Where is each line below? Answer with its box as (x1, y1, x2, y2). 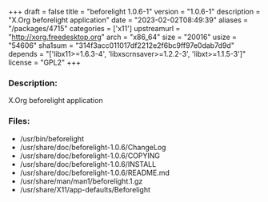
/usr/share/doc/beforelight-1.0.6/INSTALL (19, 159, 157, 168)
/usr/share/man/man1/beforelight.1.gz (19, 176, 143, 186)
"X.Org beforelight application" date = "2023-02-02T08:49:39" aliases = (8, 15, 249, 25)
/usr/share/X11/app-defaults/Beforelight (19, 184, 150, 194)
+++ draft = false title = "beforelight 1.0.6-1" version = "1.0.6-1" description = (8, 7, 261, 16)
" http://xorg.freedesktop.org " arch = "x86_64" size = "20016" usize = (8, 32, 238, 42)
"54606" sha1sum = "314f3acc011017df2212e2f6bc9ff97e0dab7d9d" (8, 41, 234, 50)
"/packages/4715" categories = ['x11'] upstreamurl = (8, 24, 181, 33)
